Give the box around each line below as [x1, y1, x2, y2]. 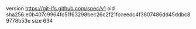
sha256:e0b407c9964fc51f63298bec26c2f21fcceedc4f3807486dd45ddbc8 [6, 11, 191, 18]
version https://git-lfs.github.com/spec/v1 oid [6, 5, 115, 12]
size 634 [32, 17, 53, 24]
